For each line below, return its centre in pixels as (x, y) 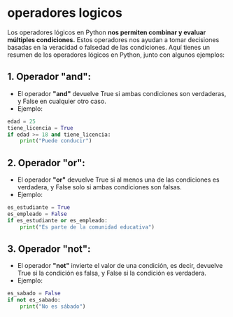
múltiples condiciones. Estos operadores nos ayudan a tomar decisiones (113, 39)
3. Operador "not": (49, 249)
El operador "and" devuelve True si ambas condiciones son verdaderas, (122, 93)
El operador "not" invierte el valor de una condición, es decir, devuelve (120, 266)
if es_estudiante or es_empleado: (58, 220)
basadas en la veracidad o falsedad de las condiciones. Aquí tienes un (109, 47)
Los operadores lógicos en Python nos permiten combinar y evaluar (107, 32)
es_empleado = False (37, 214)
